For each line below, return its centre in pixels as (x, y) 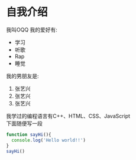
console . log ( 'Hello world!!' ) (48, 140)
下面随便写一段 (24, 123)
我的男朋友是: (23, 76)
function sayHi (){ (29, 135)
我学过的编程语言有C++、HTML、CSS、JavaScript (68, 116)
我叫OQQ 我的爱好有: (32, 30)
